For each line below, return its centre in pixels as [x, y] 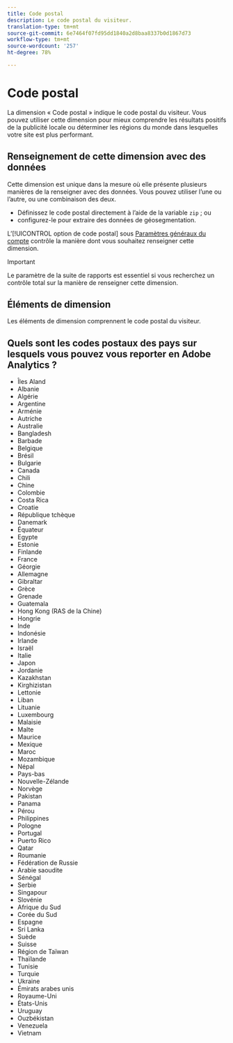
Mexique [30, 744]
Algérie [27, 396]
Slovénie [30, 900]
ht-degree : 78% [29, 53]
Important [21, 261]
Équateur [30, 530]
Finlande [30, 552]
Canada [29, 470]
